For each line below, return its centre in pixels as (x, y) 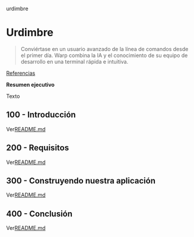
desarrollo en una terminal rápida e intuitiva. (74, 61)
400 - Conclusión (39, 214)
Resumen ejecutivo (31, 84)
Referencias (21, 73)
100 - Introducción (41, 115)
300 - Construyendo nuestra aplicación (81, 181)
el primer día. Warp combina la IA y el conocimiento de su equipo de (104, 55)
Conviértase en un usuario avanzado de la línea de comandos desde (104, 49)
